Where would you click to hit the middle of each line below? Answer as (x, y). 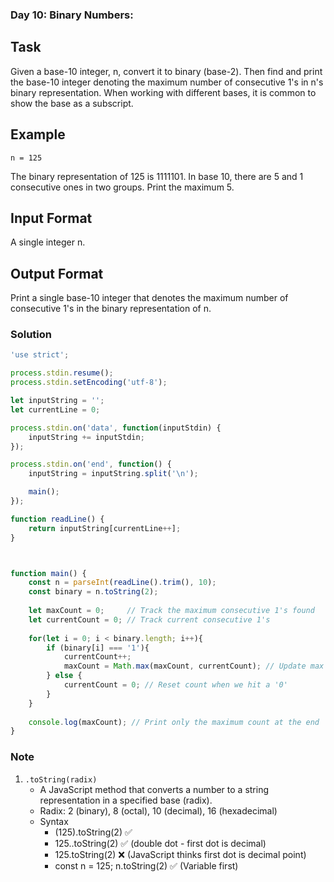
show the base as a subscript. (72, 103)
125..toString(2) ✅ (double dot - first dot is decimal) (160, 843)
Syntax (54, 821)
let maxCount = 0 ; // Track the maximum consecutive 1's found (171, 611)
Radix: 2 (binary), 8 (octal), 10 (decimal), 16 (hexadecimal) (158, 810)
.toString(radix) (61, 779)
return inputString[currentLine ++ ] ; (105, 528)
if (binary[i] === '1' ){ (98, 648)
